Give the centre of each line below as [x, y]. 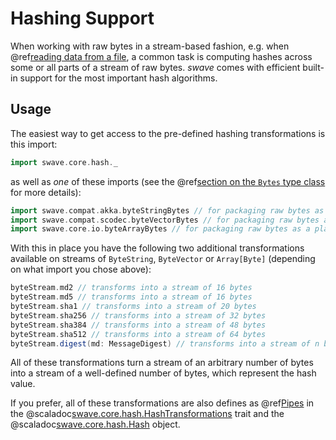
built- [313, 67]
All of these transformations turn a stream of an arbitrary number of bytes [162, 363]
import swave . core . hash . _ [64, 162]
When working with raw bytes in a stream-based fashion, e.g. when [150, 46]
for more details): [46, 192]
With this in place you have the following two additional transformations [157, 248]
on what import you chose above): [81, 269]
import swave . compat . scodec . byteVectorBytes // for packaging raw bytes [165, 220]
